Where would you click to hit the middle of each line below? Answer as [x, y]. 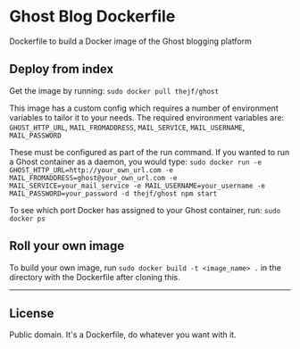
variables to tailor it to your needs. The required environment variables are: [146, 117]
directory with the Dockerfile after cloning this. [95, 277]
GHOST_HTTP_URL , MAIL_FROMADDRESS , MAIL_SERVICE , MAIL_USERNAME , [127, 127]
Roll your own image [67, 246]
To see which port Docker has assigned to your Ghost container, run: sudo [145, 210]
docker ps [28, 219]
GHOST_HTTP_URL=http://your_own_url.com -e [92, 170]
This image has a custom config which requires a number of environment [144, 108]
